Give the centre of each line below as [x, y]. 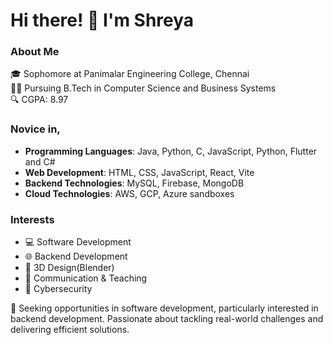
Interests [32, 219]
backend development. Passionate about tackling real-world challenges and [167, 319]
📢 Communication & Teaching [86, 278]
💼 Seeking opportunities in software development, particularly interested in [164, 308]
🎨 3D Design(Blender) [69, 268]
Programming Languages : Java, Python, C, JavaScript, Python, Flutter [171, 151]
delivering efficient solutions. [70, 330]
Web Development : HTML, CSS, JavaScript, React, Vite [139, 172]
